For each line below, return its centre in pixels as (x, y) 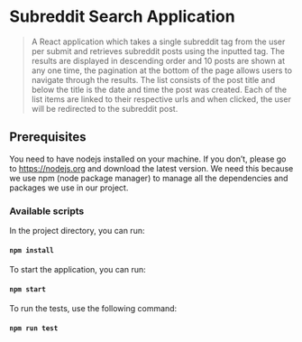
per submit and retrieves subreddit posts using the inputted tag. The (158, 51)
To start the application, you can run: (78, 270)
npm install (32, 250)
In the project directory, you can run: (77, 231)
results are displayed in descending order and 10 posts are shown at (158, 60)
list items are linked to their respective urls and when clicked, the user (161, 99)
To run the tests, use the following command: (93, 309)
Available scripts (47, 211)
